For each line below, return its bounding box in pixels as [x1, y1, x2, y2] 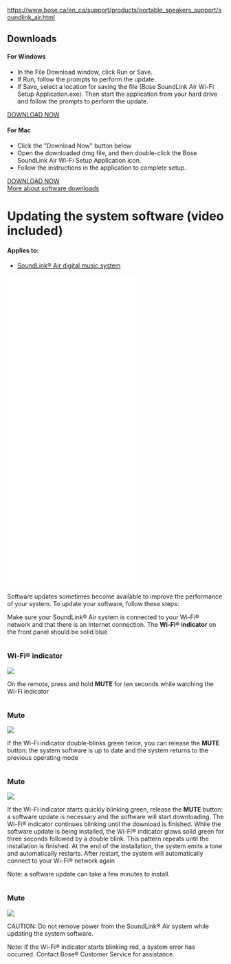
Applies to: [7, 246, 39, 254]
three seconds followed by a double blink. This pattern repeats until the [7, 834, 209, 843]
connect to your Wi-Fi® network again [7, 856, 115, 865]
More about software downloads [7, 184, 100, 192]
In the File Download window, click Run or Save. [16, 68, 153, 76]
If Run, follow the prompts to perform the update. [16, 75, 156, 83]
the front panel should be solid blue [7, 627, 108, 636]
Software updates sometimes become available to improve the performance [7, 592, 223, 601]
